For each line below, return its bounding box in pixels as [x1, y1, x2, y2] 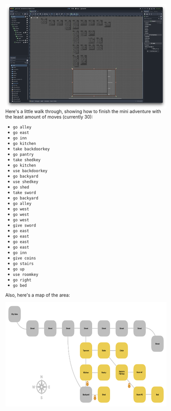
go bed [12, 283, 27, 288]
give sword [12, 223, 36, 228]
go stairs [12, 261, 34, 266]
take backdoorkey [12, 146, 50, 152]
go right [12, 277, 32, 283]
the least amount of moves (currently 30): [5, 114, 93, 120]
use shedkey [12, 179, 38, 184]
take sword [12, 190, 36, 195]
